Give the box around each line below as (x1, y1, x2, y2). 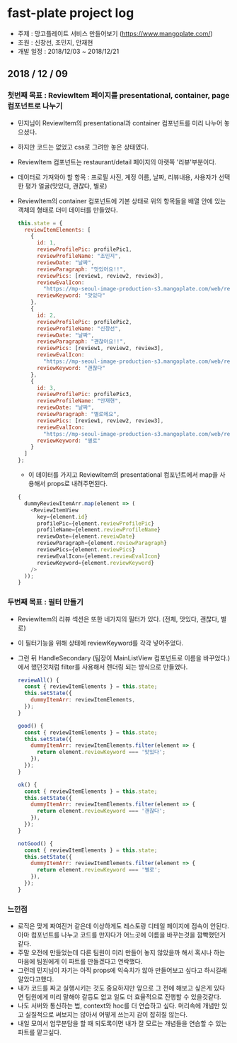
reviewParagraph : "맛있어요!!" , (36, 266, 127, 273)
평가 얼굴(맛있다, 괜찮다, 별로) (25, 181, 108, 190)
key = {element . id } (36, 513, 88, 520)
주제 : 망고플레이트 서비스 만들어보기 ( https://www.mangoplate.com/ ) (17, 29, 214, 38)
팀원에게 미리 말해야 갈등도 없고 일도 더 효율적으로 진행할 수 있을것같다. (25, 993, 221, 1001)
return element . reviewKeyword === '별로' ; (36, 867, 161, 874)
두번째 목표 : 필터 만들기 (7, 597, 83, 607)
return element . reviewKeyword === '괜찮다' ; (36, 808, 166, 815)
